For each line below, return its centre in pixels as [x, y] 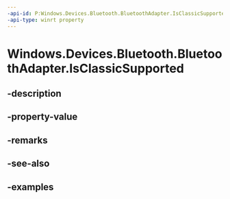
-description [34, 94]
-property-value [42, 117]
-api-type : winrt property [46, 20]
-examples [30, 187]
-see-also [28, 164]
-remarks [27, 140]
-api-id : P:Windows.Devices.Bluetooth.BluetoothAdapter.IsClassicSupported [117, 13]
